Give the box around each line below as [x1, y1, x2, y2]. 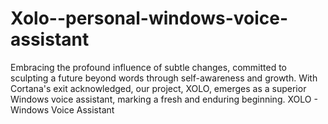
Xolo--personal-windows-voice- [10, 7, 289, 30]
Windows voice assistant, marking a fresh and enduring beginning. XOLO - [10, 93, 318, 105]
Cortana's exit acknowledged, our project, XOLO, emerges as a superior [10, 82, 307, 94]
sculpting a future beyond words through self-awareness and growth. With [10, 72, 318, 84]
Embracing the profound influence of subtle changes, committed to [10, 61, 287, 73]
